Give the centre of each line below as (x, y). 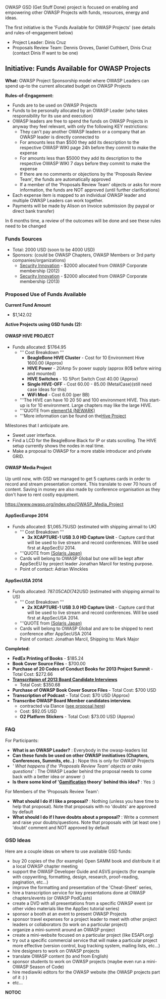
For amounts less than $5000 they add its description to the (81, 158)
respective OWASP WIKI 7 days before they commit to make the (85, 163)
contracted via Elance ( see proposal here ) (62, 706)
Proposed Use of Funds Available (46, 294)
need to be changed (26, 226)
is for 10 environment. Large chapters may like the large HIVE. (89, 405)
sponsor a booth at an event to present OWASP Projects (70, 914)
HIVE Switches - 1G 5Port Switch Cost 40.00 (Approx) (83, 378)
